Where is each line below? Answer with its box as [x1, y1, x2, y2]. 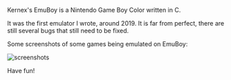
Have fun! [7, 67, 35, 74]
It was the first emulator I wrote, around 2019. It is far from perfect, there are [7, 19, 225, 27]
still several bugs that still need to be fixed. [7, 27, 129, 34]
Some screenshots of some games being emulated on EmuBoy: [7, 40, 188, 48]
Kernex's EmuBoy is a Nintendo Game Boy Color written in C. [7, 6, 181, 14]
